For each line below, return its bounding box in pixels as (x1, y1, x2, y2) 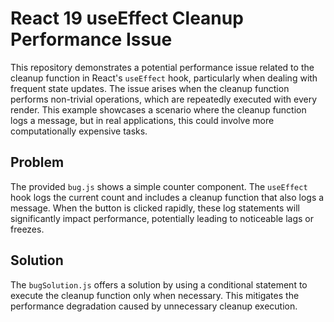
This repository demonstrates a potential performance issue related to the (10, 61, 315, 73)
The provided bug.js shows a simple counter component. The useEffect (10, 180, 308, 192)
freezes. (10, 223, 45, 235)
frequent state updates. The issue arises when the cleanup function (10, 82, 290, 94)
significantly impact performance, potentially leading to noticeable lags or (10, 212, 314, 224)
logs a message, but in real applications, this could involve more (10, 114, 275, 126)
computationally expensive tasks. (10, 125, 148, 137)
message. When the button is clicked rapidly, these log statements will (10, 202, 300, 214)
